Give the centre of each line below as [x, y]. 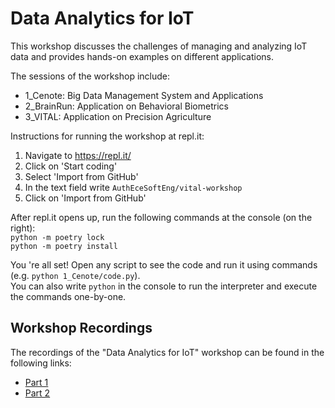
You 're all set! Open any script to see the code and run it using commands [164, 264]
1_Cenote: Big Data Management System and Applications [144, 95]
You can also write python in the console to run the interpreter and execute [164, 286]
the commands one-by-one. [68, 296]
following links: [41, 363]
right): [23, 228]
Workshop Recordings [81, 328]
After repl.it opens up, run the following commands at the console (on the [161, 217]
